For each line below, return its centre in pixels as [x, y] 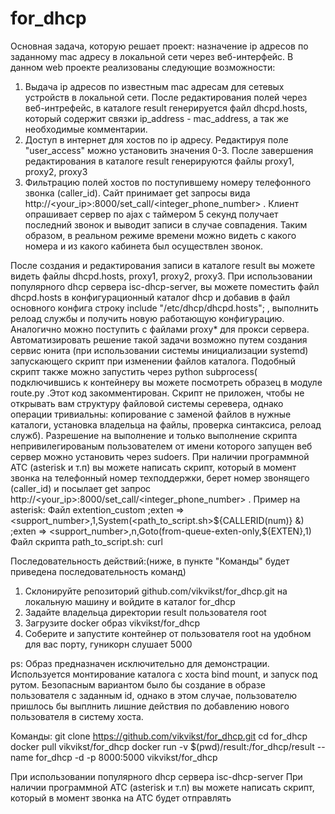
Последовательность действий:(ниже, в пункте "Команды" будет [150, 561]
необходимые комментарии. [86, 129]
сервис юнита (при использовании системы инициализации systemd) [159, 350]
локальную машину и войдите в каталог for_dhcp [130, 601]
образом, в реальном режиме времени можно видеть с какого [160, 235]
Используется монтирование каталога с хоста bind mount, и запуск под [164, 674]
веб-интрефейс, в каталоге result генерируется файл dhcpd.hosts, [166, 108]
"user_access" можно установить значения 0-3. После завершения [169, 150]
